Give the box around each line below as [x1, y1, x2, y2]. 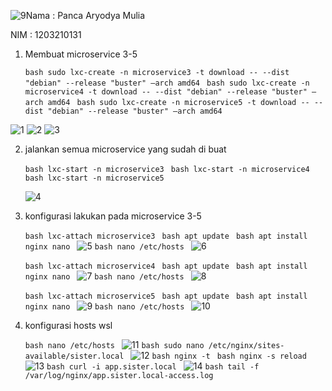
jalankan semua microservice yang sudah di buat [24, 143, 227, 155]
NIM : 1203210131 [10, 29, 82, 40]
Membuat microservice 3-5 [24, 48, 138, 60]
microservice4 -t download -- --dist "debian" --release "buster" [24, 87, 308, 97]
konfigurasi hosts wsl [24, 320, 113, 331]
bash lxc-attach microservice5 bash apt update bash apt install [24, 291, 308, 301]
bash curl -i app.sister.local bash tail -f [46, 362, 260, 372]
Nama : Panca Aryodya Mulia [25, 10, 146, 21]
